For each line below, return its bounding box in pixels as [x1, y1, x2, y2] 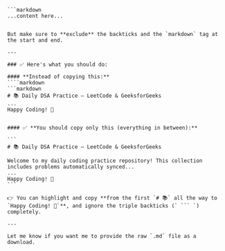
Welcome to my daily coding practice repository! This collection [7, 157, 203, 164]
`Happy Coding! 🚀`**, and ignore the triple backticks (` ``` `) [7, 202, 199, 209]
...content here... [7, 12, 64, 19]
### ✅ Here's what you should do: [7, 61, 108, 68]
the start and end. [7, 37, 64, 44]
